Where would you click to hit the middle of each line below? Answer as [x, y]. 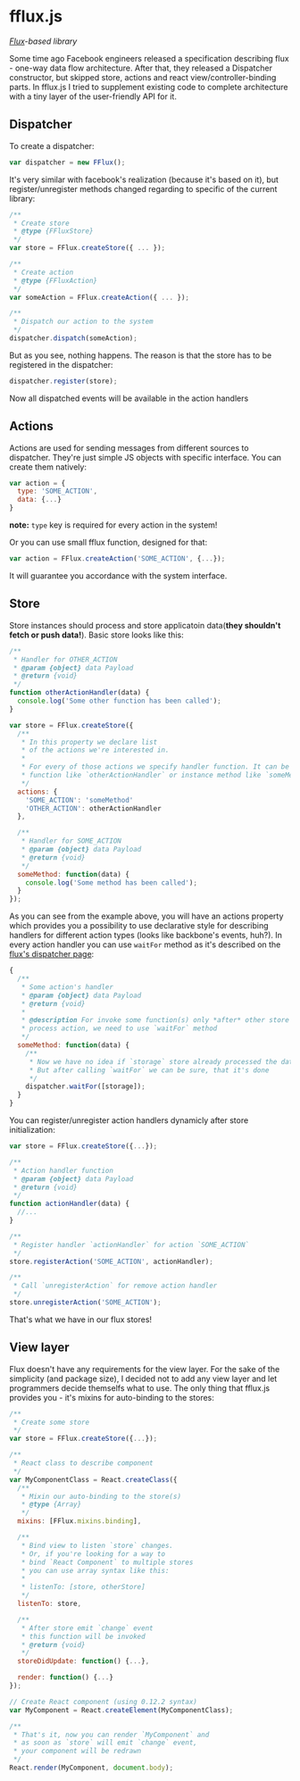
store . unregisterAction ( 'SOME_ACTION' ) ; [86, 1302]
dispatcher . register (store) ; [63, 381]
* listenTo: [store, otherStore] [83, 1587]
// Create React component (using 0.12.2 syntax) [104, 1702]
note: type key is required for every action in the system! [113, 525]
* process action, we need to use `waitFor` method [119, 1028]
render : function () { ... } [66, 1677]
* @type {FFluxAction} [55, 280]
